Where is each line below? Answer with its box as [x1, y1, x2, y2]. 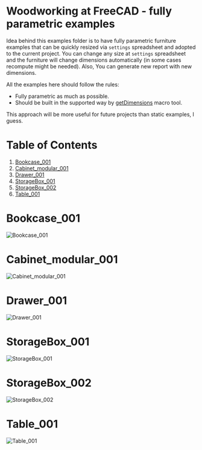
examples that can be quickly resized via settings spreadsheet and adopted [6, 43, 196, 51]
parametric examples [6, 17, 115, 31]
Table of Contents [6, 138, 98, 152]
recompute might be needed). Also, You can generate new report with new [6, 62, 192, 70]
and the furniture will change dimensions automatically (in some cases [6, 56, 181, 63]
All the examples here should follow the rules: [6, 80, 119, 88]
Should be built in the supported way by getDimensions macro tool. [14, 98, 183, 106]
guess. [6, 117, 23, 124]
